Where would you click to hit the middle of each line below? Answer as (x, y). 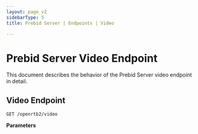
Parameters (21, 126)
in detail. (17, 81)
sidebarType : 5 (25, 18)
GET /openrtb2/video (32, 114)
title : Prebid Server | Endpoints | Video (60, 23)
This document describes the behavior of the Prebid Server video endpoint (99, 75)
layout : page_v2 (26, 12)
